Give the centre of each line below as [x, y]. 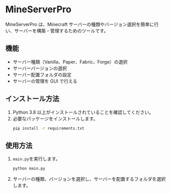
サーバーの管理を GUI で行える [45, 81]
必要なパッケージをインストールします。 [55, 119]
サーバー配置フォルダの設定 [42, 74]
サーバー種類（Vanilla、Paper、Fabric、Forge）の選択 [70, 62]
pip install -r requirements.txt [49, 128]
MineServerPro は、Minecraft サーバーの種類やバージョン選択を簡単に [80, 24]
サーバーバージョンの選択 [40, 68]
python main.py [29, 169]
